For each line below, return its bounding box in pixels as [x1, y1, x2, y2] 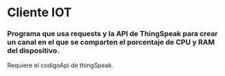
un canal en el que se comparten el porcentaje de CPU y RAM [7, 37, 215, 47]
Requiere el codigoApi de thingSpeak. [7, 61, 114, 69]
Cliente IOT [7, 5, 72, 20]
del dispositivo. [7, 46, 60, 56]
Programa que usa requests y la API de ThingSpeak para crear [7, 29, 218, 39]
